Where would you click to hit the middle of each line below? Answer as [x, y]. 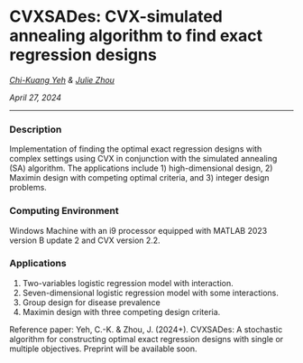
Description [36, 129]
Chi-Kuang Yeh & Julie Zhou [62, 79]
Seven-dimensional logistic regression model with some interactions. [151, 293]
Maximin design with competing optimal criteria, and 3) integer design [139, 178]
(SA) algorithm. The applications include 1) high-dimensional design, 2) [141, 168]
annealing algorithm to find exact [136, 36]
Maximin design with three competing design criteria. [121, 312]
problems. [28, 188]
